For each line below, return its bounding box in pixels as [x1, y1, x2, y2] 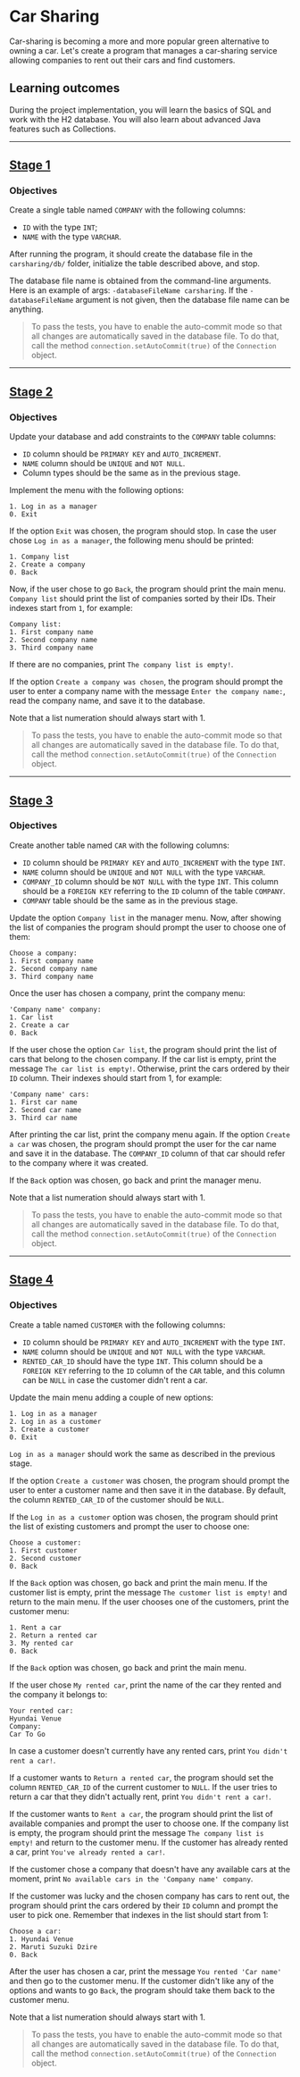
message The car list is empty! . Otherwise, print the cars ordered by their [9, 1063, 290, 1074]
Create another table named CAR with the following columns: [9, 840, 230, 850]
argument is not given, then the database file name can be [75, 295, 290, 306]
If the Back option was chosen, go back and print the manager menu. [9, 1175, 262, 1185]
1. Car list [9, 1012, 54, 1022]
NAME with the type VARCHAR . [21, 231, 122, 242]
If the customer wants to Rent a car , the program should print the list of [9, 1808, 274, 1819]
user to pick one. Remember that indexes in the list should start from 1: [9, 1909, 269, 1920]
